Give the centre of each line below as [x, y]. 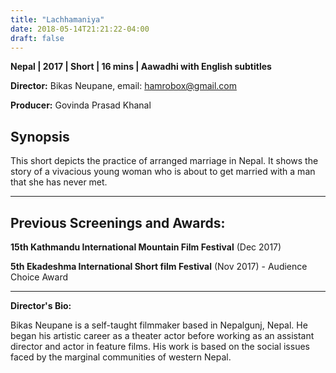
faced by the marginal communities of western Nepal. [121, 357]
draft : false [37, 38]
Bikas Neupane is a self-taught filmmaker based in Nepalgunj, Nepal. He [159, 325]
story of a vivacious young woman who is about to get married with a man [163, 172]
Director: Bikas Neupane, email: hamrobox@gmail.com [124, 86]
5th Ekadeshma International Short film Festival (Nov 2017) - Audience [159, 266]
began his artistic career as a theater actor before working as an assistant [162, 335]
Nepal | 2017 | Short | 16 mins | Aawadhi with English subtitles [141, 67]
